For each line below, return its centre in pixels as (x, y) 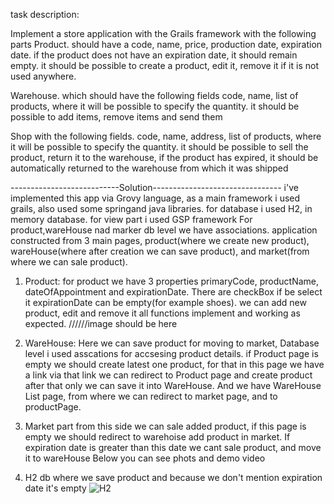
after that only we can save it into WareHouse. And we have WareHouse (173, 385)
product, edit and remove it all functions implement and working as (162, 313)
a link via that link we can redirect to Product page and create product (168, 375)
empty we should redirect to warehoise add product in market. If (157, 437)
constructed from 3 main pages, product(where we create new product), (160, 240)
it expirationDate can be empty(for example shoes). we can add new (165, 302)
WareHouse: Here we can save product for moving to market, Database (172, 343)
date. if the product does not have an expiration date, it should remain (154, 55)
